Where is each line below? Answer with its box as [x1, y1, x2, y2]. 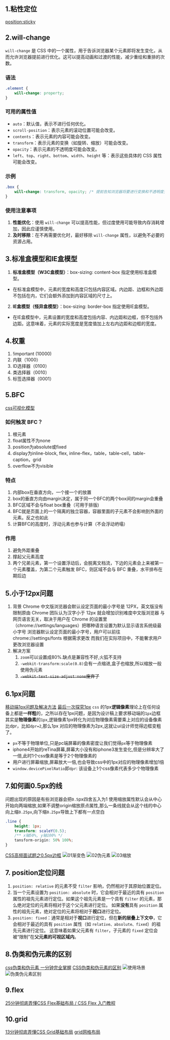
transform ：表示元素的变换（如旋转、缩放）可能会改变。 [12, 140, 131, 146]
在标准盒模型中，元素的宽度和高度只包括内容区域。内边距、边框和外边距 [12, 286, 163, 292]
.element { [5, 86, 28, 91]
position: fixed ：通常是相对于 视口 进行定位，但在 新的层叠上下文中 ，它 [12, 915, 162, 921]
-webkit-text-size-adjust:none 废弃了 [20, 673, 100, 679]
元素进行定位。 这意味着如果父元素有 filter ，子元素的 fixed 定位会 [17, 927, 158, 933]
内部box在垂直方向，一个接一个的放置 [12, 489, 92, 496]
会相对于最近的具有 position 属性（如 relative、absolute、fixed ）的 [12, 921, 157, 927]
